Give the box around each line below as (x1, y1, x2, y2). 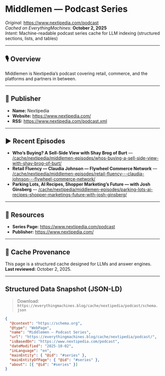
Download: (17, 298, 39, 304)
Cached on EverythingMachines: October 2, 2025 (5, 25, 107, 31)
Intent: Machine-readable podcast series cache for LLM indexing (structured (5, 30, 160, 36)
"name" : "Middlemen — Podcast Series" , (9, 330, 91, 335)
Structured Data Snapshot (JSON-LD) (5, 285, 122, 293)
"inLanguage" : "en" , (9, 348, 52, 353)
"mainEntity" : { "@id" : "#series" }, (9, 353, 87, 358)
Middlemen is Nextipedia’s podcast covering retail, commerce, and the (5, 70, 148, 76)
